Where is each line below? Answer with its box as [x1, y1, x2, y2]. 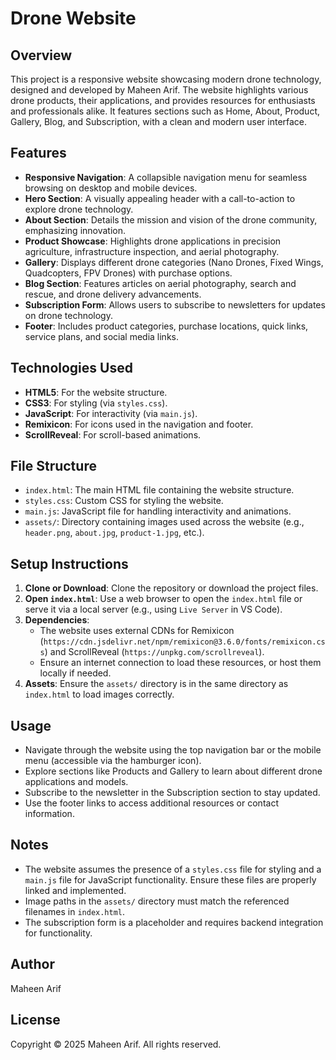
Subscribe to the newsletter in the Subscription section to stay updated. [24, 787, 321, 799]
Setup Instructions [10, 555, 129, 572]
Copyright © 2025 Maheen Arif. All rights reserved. [10, 1038, 222, 1050]
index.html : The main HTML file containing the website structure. [24, 484, 295, 496]
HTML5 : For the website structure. [24, 386, 168, 398]
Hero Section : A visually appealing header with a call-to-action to [24, 192, 296, 204]
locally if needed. [39, 667, 112, 679]
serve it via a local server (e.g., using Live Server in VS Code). [24, 603, 283, 616]
